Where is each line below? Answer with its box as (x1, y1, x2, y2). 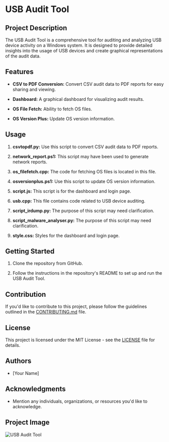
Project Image (5, 418, 50, 427)
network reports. (12, 159, 48, 165)
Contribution (5, 290, 46, 298)
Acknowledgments (5, 385, 66, 394)
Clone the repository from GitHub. (12, 261, 83, 267)
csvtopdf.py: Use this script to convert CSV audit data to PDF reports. (12, 144, 158, 150)
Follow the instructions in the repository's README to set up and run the (12, 270, 162, 276)
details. (5, 342, 21, 348)
